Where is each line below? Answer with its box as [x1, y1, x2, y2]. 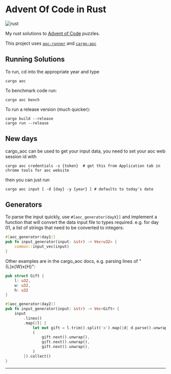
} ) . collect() [23, 354, 51, 359]
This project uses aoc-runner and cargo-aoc [5, 40, 97, 46]
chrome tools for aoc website [5, 167, 70, 173]
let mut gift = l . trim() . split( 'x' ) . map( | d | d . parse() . [32, 325, 154, 330]
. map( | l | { [23, 320, 47, 326]
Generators [5, 200, 42, 209]
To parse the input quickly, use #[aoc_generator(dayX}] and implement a [5, 214, 157, 220]
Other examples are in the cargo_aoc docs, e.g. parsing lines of [5, 258, 138, 264]
